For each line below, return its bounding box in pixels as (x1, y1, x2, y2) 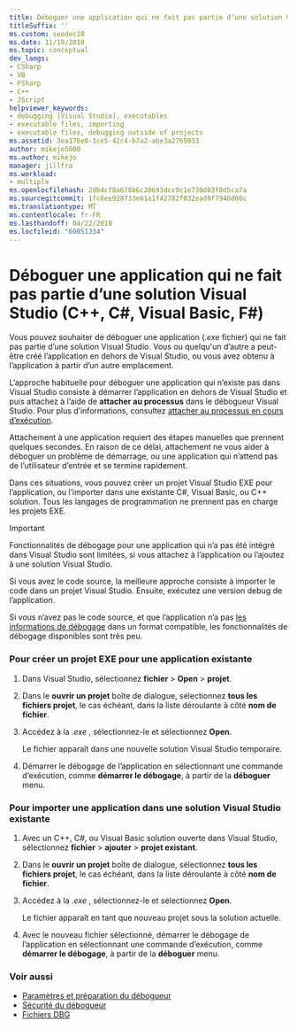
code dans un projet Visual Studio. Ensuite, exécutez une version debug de (9, 585, 283, 596)
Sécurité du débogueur (21, 1000, 107, 1010)
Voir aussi (9, 970, 53, 983)
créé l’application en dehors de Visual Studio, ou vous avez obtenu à (25, 351, 275, 361)
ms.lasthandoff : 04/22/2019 (9, 219, 113, 228)
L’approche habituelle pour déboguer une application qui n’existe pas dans (9, 377, 281, 388)
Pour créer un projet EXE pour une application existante (9, 653, 253, 665)
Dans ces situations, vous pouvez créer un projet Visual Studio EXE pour (9, 477, 273, 488)
